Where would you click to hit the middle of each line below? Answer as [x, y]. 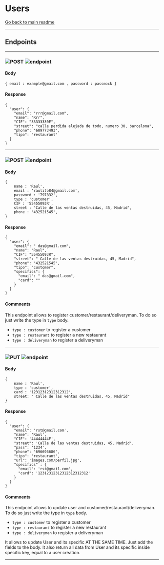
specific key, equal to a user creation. [43, 553]
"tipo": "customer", [35, 268]
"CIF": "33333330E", [35, 122]
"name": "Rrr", [29, 118]
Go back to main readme [30, 22]
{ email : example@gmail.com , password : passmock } [61, 84]
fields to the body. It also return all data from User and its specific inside [78, 547]
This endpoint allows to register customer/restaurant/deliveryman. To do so [81, 315]
